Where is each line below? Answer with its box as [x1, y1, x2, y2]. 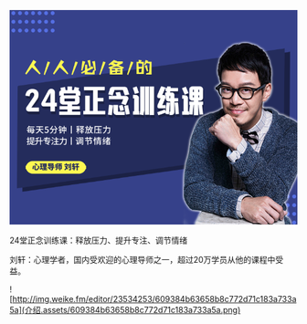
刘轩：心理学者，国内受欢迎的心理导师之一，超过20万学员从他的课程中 [9, 255, 276, 266]
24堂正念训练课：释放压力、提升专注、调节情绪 [9, 235, 188, 246]
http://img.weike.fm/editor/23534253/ [12, 294, 155, 305]
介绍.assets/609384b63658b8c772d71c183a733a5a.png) [24, 305, 241, 316]
